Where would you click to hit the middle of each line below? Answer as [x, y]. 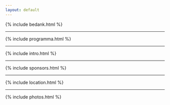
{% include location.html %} [35, 82]
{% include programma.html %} [38, 39]
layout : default [22, 10]
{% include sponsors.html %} [36, 68]
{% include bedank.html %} [34, 24]
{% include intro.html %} [31, 53]
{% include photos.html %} [33, 97]
